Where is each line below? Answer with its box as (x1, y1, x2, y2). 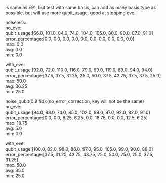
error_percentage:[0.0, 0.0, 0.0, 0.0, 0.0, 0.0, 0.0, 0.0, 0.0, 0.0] (5, 35, 135, 42)
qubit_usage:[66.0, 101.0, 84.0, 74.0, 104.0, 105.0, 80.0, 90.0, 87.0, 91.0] (5, 30, 153, 36)
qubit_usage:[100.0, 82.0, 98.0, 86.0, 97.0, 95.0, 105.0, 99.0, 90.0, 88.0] (5, 146, 153, 152)
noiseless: (5, 20, 26, 25)
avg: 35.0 (5, 167, 25, 173)
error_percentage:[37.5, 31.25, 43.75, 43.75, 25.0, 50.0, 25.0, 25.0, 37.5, (5, 152, 154, 157)
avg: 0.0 (5, 47, 22, 52)
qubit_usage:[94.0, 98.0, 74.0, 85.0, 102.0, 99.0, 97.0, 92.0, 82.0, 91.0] (5, 109, 150, 115)
